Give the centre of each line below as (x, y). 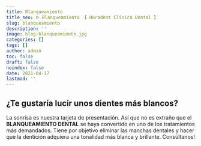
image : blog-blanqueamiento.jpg (46, 34)
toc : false (20, 56)
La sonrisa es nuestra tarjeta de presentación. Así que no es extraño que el (99, 117)
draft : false (22, 62)
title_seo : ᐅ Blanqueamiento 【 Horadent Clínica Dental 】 (82, 17)
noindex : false (25, 68)
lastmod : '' (21, 79)
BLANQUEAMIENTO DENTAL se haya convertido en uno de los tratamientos (100, 124)
